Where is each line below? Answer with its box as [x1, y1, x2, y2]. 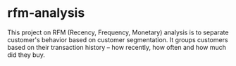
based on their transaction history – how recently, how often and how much [7, 43, 227, 51]
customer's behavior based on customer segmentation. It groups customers [7, 35, 228, 44]
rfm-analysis [7, 5, 85, 21]
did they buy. [7, 51, 46, 59]
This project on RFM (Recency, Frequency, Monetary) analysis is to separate [7, 28, 229, 37]
